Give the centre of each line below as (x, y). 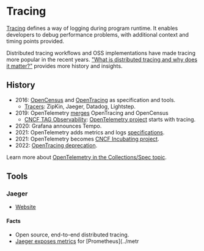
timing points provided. (35, 41)
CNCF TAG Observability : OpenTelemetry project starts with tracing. (110, 119)
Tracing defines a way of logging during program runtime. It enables (92, 28)
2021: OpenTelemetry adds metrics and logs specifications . (90, 132)
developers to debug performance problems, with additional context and (98, 34)
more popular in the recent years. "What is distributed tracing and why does (102, 59)
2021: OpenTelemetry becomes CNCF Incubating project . (87, 139)
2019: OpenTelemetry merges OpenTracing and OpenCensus (92, 113)
